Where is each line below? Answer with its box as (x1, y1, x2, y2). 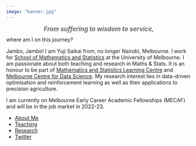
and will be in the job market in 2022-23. (6, 103, 105, 110)
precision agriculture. (6, 85, 58, 92)
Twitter (14, 133, 32, 140)
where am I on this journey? (6, 36, 74, 43)
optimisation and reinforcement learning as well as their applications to (6, 79, 178, 86)
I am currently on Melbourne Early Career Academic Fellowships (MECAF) (6, 96, 185, 103)
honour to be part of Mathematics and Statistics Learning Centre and (6, 66, 174, 73)
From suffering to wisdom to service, (44, 25, 154, 33)
